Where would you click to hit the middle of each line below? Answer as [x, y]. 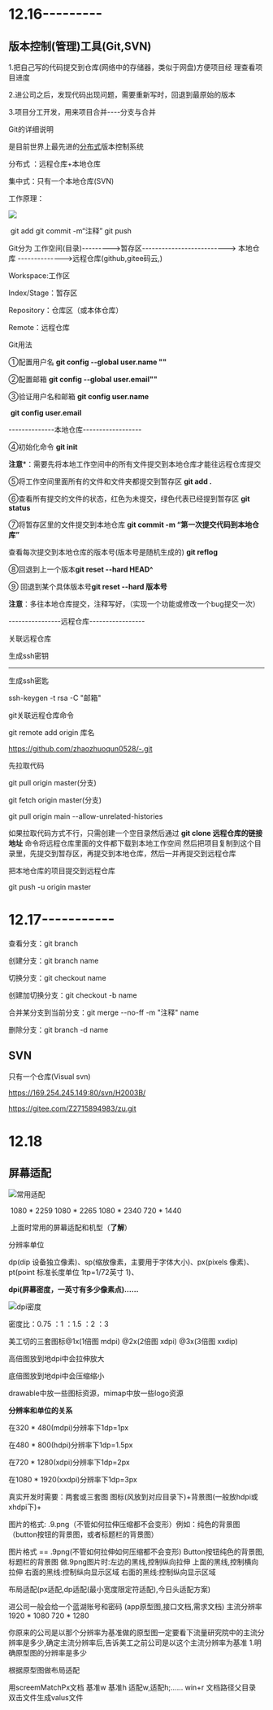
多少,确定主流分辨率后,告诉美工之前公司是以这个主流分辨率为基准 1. [142, 1643]
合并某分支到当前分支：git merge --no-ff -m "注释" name [104, 1012]
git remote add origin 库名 [52, 732]
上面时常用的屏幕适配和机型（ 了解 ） [71, 1227]
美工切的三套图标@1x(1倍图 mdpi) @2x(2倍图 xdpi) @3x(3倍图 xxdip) [123, 1341]
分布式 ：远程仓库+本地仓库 [55, 164]
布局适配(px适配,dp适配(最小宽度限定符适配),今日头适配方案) [110, 1589]
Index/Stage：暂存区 [43, 293]
